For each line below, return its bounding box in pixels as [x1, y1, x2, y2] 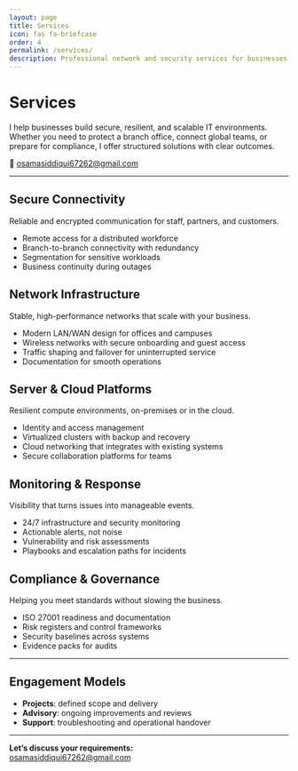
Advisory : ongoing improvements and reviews [21, 707, 192, 718]
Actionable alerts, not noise [21, 527, 122, 537]
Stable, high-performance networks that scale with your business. [9, 310, 251, 321]
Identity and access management [21, 423, 145, 433]
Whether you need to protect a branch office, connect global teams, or [9, 131, 268, 142]
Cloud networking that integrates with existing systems [21, 441, 223, 452]
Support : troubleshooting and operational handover [21, 717, 211, 727]
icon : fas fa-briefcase [9, 29, 98, 38]
